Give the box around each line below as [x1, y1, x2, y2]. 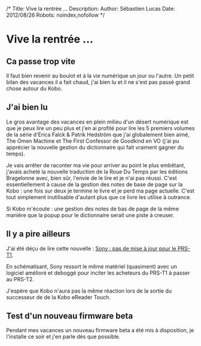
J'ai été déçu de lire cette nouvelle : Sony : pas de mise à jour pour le [6, 245, 176, 252]
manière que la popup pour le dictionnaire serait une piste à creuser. [6, 211, 175, 218]
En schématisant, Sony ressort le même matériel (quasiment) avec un [6, 263, 178, 270]
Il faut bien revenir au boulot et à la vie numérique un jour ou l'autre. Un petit [6, 72, 194, 79]
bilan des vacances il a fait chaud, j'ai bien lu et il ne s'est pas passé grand [6, 79, 190, 86]
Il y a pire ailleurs [6, 229, 71, 239]
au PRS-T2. [6, 275, 35, 282]
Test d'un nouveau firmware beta [6, 311, 133, 321]
